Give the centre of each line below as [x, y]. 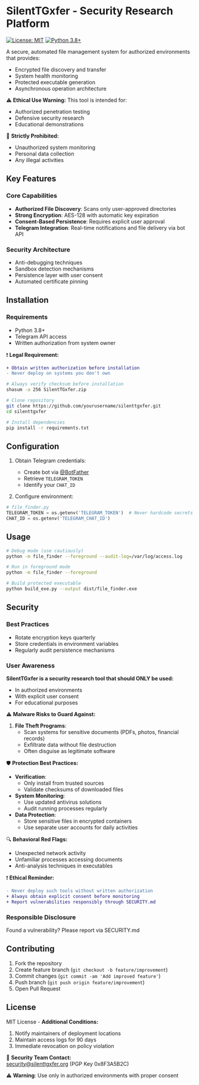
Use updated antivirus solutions [63, 802]
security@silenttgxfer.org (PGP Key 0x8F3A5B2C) [68, 1064]
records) [34, 738]
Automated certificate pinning [51, 281]
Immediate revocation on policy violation [64, 1046]
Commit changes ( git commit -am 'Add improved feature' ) [88, 976]
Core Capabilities [32, 196]
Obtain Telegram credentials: [50, 461]
